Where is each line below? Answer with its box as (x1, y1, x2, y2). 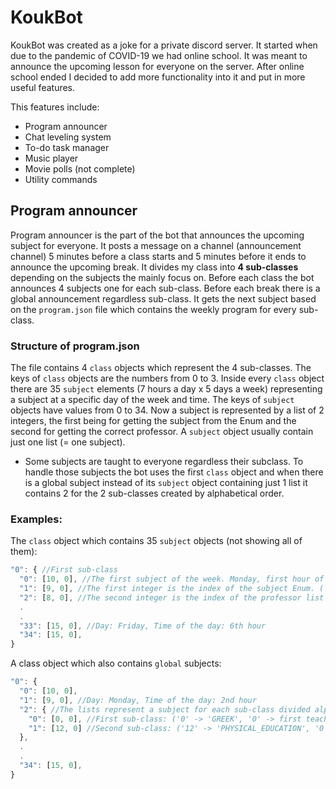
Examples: (10, 512, 63, 526)
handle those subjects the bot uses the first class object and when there (24, 466, 324, 478)
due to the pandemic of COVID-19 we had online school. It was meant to (10, 49, 308, 61)
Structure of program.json (10, 339, 140, 353)
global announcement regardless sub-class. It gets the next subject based (10, 292, 317, 305)
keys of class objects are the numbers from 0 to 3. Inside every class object (10, 372, 325, 385)
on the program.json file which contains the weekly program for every (10, 303, 297, 315)
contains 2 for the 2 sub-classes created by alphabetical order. (24, 487, 285, 500)
